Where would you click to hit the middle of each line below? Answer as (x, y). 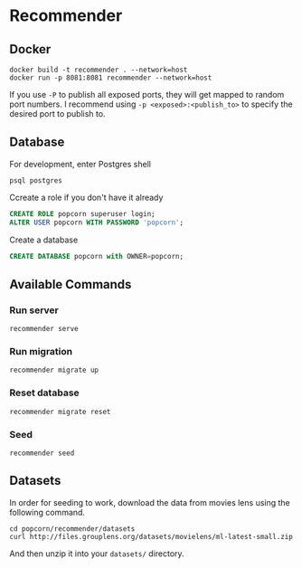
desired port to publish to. (57, 114)
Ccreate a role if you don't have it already (86, 197)
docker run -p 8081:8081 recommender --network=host (111, 78)
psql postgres (36, 180)
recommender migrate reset (60, 412)
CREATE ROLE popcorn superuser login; (82, 213)
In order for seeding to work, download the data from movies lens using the (150, 502)
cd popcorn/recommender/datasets (72, 529)
